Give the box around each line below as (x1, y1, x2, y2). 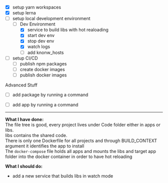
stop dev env (27, 38, 54, 44)
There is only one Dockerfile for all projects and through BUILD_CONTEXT (5, 137, 157, 143)
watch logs (27, 43, 50, 49)
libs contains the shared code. (5, 132, 67, 138)
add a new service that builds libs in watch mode (12, 172, 113, 179)
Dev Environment (19, 21, 56, 27)
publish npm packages (19, 60, 67, 66)
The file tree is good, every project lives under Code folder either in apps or (5, 121, 161, 127)
